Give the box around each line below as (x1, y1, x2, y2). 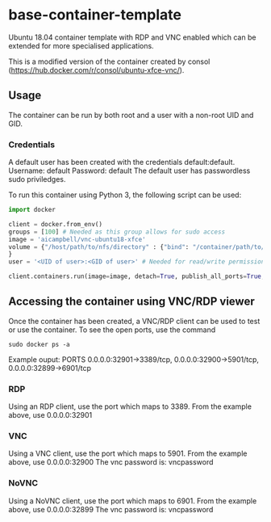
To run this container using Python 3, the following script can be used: (8, 190, 242, 200)
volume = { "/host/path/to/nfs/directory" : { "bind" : (8, 242, 190, 251)
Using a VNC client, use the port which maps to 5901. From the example (8, 448, 248, 458)
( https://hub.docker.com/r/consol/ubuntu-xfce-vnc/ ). (8, 65, 185, 74)
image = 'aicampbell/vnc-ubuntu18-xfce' (8, 235, 147, 243)
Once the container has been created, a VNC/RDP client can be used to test (8, 316, 261, 326)
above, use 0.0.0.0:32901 (8, 410, 93, 420)
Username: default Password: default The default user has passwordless (8, 166, 251, 175)
